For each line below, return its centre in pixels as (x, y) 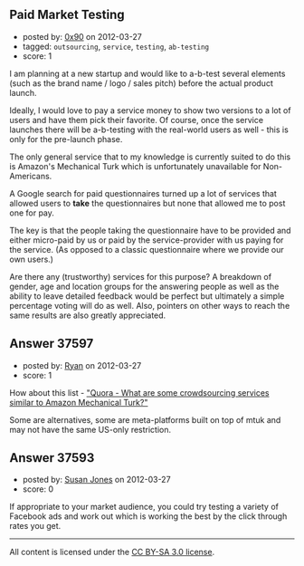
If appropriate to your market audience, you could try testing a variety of (144, 507)
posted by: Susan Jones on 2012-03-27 (96, 480)
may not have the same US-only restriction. (90, 429)
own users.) (32, 259)
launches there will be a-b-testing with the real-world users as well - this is (149, 130)
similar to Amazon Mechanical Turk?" (79, 402)
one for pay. (32, 213)
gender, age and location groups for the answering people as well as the (144, 286)
